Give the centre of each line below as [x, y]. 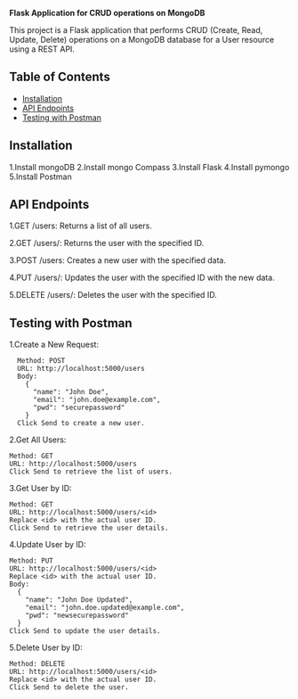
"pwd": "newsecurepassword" [77, 616]
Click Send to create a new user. [81, 424]
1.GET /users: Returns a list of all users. [81, 226]
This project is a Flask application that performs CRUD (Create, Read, [136, 30]
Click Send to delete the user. [69, 687]
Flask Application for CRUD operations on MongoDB [107, 13]
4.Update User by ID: [48, 545]
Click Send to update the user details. [85, 631]
